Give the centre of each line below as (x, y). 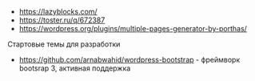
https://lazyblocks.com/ (58, 12)
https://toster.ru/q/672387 (62, 20)
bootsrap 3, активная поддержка (75, 68)
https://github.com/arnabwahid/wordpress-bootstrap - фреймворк (129, 60)
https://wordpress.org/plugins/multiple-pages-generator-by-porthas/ (133, 28)
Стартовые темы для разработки (64, 44)
